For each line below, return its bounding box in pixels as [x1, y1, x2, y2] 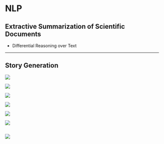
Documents [5, 30, 41, 38]
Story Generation [5, 61, 59, 70]
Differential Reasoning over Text [12, 43, 77, 49]
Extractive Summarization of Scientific [5, 22, 125, 31]
